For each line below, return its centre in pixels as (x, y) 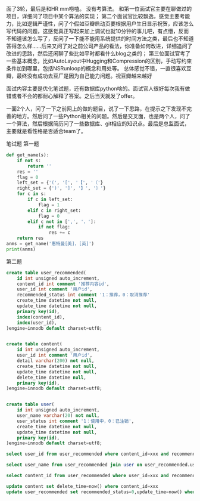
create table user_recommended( (46, 273)
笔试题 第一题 (23, 144)
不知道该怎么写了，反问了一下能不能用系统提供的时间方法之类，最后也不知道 (100, 38)
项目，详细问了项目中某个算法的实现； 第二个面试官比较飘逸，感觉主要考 (96, 16)
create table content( (34, 344)
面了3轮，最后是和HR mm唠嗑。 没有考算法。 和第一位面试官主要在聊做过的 (99, 9)
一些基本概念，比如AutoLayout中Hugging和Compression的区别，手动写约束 (99, 61)
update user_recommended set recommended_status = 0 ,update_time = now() (94, 492)
